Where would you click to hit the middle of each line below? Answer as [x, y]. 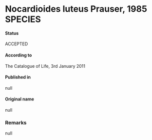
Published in [18, 77]
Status [12, 33]
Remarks [16, 122]
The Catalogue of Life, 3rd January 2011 [45, 66]
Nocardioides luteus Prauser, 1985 [76, 9]
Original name [19, 99]
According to [19, 55]
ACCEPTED [17, 44]
